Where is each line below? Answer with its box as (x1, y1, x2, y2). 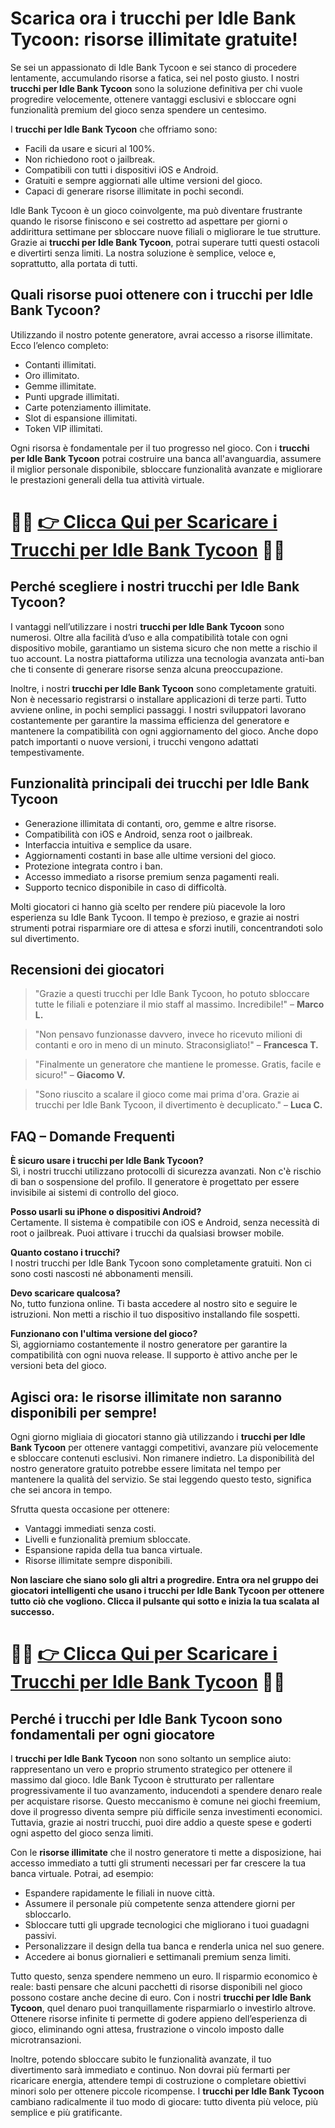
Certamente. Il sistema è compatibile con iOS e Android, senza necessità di (10, 1217, 320, 1229)
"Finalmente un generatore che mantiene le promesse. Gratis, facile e (34, 1058, 322, 1071)
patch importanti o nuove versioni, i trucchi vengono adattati (10, 735, 259, 747)
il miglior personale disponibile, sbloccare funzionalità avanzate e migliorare (10, 463, 323, 475)
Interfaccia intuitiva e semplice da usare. (24, 838, 192, 851)
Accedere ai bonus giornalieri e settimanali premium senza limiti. (24, 1951, 292, 1962)
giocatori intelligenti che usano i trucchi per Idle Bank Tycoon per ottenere (10, 1585, 325, 1596)
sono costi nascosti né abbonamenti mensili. (10, 1268, 194, 1280)
